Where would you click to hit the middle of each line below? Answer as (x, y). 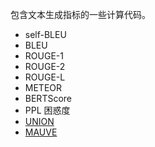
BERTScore (48, 98)
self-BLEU (45, 34)
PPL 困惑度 (47, 110)
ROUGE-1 (44, 56)
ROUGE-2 (45, 66)
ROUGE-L (45, 77)
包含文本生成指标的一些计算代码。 (80, 14)
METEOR (43, 87)
